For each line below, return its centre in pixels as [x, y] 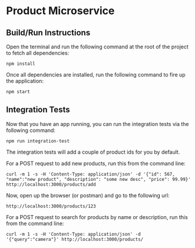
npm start [18, 92]
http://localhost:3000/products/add [51, 184]
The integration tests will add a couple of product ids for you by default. [93, 152]
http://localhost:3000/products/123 [51, 206]
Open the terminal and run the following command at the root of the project [97, 47]
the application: [25, 81]
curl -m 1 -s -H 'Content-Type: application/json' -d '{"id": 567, [91, 174]
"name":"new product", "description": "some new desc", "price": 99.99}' [99, 179]
